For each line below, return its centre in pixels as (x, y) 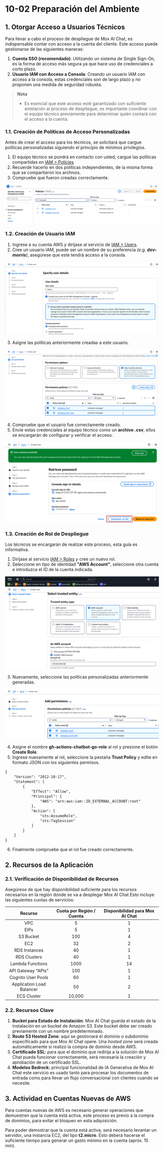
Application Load (29, 984)
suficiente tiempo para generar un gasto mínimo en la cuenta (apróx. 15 (77, 1140)
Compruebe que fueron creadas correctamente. (60, 178)
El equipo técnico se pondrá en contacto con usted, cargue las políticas (84, 157)
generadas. (23, 682)
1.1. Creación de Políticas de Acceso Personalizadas (68, 131)
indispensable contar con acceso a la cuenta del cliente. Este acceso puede (81, 44)
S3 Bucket (29, 937)
